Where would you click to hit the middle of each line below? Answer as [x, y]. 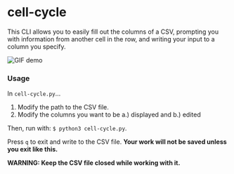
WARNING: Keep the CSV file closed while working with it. [94, 163]
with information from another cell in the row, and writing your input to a [111, 39]
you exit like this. [33, 149]
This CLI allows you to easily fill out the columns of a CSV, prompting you [113, 32]
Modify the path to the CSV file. [63, 107]
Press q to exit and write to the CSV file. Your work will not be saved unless [117, 142]
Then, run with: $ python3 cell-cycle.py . [67, 128]
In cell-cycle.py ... [34, 94]
